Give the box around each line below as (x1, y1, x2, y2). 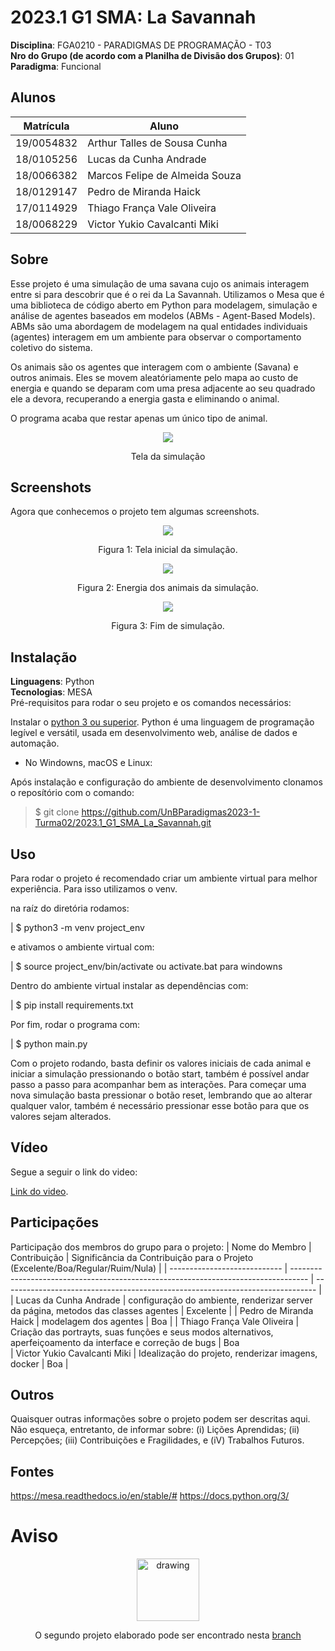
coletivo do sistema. (10, 341, 93, 353)
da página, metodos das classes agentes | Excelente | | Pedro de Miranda (10, 1304, 314, 1316)
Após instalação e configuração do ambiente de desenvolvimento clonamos (10, 776, 323, 788)
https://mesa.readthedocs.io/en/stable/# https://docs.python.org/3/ (10, 1490, 290, 1502)
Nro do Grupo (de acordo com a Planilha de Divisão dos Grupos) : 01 (10, 49, 295, 61)
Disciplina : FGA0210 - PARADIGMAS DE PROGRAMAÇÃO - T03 (10, 39, 272, 51)
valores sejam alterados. (10, 1111, 112, 1122)
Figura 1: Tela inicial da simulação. (98, 544, 238, 556)
